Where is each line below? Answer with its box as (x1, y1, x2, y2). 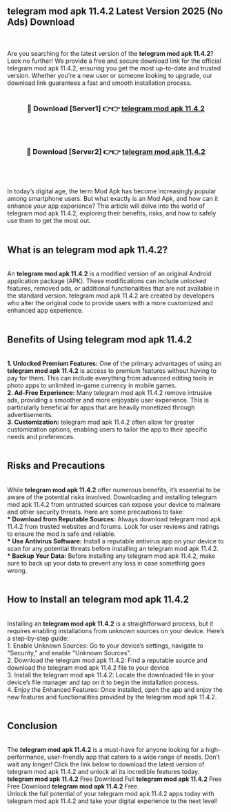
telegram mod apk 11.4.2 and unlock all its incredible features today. (7, 768, 200, 776)
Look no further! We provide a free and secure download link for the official (7, 57, 221, 65)
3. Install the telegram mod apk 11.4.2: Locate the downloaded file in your (7, 670, 215, 679)
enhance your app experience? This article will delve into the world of (7, 202, 205, 210)
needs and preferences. (7, 433, 75, 441)
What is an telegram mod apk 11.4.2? (7, 244, 168, 255)
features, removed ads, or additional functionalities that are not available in (7, 284, 219, 293)
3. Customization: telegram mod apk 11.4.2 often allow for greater (7, 418, 195, 427)
